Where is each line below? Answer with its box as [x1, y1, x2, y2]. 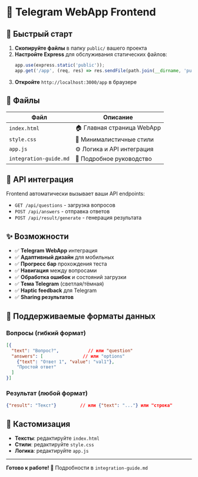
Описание [103, 113, 133, 121]
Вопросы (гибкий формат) [6, 329, 87, 337]
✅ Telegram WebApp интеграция [14, 247, 98, 254]
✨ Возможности [6, 231, 69, 241]
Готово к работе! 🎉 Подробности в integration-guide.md [6, 464, 148, 471]
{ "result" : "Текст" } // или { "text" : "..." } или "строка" [6, 403, 173, 408]
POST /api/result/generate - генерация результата [14, 214, 142, 221]
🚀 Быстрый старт [6, 29, 72, 39]
